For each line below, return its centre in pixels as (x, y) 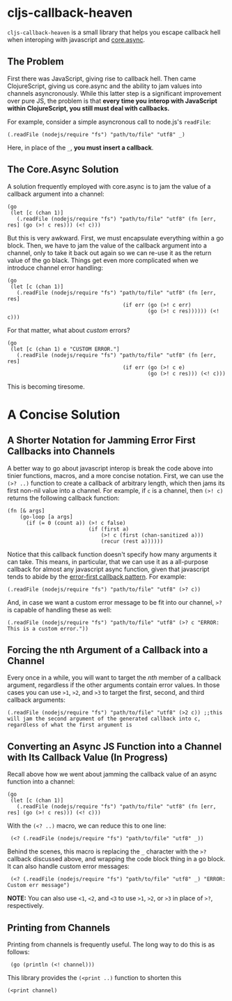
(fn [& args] (26, 511)
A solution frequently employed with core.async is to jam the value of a (109, 186)
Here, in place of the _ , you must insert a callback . (80, 147)
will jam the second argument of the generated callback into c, (104, 719)
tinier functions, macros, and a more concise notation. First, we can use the (116, 475)
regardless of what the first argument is (70, 725)
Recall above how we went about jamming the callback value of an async (112, 775)
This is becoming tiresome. (46, 387)
